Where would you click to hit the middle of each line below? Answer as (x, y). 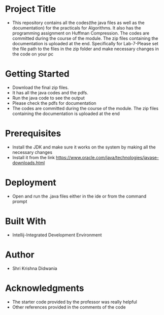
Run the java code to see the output (49, 98)
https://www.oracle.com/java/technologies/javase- (107, 157)
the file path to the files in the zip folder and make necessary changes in (85, 49)
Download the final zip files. (40, 87)
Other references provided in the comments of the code (69, 307)
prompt (20, 201)
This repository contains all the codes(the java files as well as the (78, 23)
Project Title (31, 9)
